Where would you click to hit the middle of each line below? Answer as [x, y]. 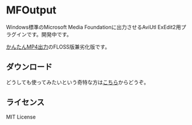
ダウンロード [29, 67]
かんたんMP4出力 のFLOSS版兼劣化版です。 [58, 47]
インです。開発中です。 [44, 34]
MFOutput [31, 10]
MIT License [21, 117]
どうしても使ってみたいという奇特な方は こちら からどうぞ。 [78, 82]
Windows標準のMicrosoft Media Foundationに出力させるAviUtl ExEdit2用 [94, 27]
